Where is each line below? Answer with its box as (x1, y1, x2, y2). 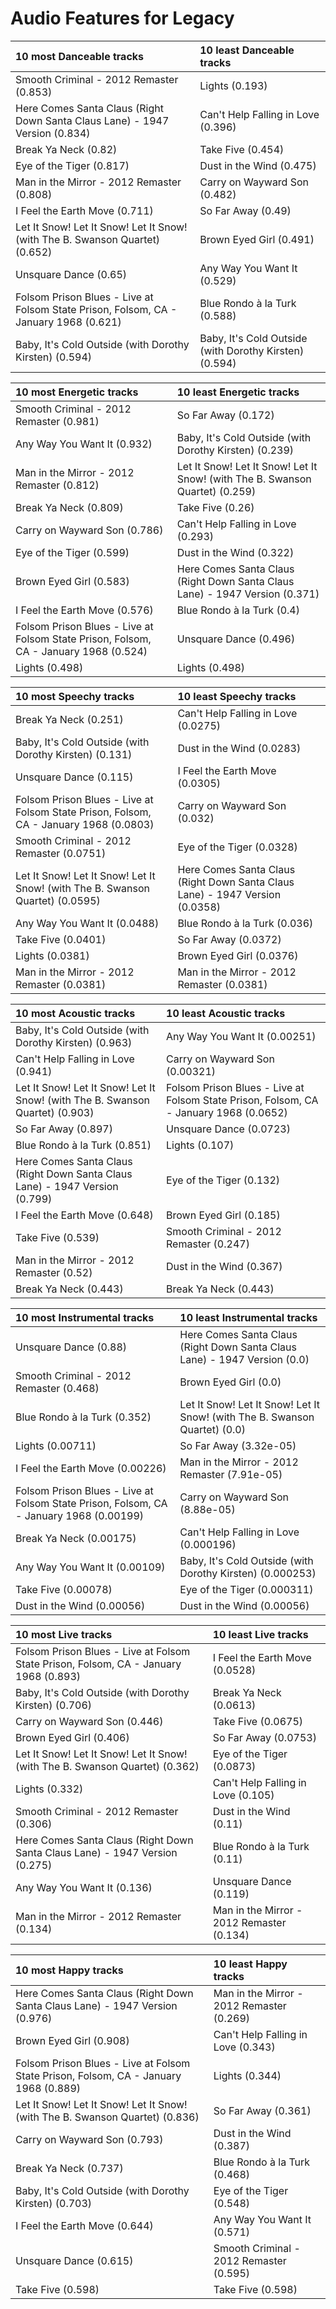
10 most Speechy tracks (15, 689, 135, 703)
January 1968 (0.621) (15, 315, 122, 329)
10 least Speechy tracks (177, 689, 297, 703)
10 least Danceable (199, 43, 295, 57)
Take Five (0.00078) (15, 1582, 113, 1596)
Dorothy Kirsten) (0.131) (15, 747, 133, 761)
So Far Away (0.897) (15, 1122, 113, 1136)
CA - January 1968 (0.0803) (15, 817, 155, 831)
